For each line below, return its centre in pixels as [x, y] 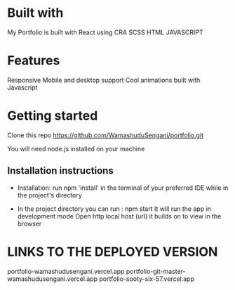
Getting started [53, 116]
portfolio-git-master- [156, 271]
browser [29, 223]
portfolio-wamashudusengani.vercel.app [66, 271]
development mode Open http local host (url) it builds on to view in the [119, 216]
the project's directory [49, 195]
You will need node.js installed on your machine [76, 149]
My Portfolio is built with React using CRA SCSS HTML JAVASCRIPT [105, 32]
